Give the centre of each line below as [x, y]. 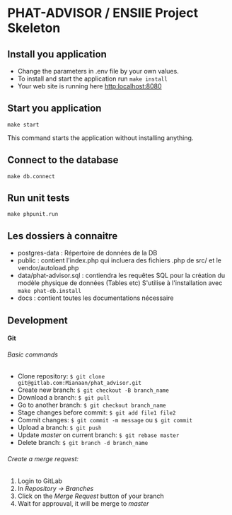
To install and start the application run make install [92, 79]
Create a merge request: [43, 459]
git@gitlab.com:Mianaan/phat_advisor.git [79, 383]
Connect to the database [63, 160]
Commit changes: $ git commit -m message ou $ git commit [105, 420]
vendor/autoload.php [48, 268]
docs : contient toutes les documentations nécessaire [95, 298]
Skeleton [34, 28]
